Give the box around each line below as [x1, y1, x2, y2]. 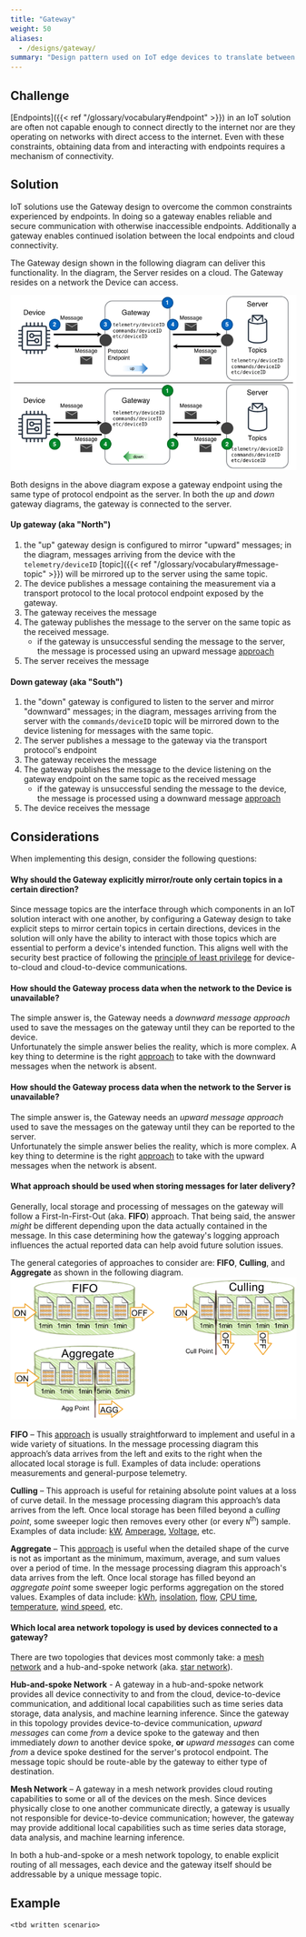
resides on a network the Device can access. [10, 276, 179, 287]
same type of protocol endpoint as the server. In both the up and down [10, 488, 275, 499]
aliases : [10, 34, 44, 43]
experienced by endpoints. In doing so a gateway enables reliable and [10, 210, 272, 222]
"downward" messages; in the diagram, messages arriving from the [23, 706, 277, 718]
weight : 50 [10, 24, 52, 34]
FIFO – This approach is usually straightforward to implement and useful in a [10, 1429, 296, 1440]
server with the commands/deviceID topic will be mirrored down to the [23, 716, 280, 727]
